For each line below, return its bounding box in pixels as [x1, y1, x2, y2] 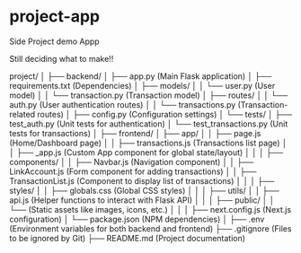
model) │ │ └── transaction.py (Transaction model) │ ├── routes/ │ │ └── [9, 90, 288, 100]
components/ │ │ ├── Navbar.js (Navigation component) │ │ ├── [9, 156, 254, 167]
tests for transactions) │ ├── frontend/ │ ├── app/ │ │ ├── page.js [9, 127, 261, 138]
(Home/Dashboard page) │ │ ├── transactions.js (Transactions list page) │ [9, 137, 288, 148]
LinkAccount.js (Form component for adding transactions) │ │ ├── [9, 166, 257, 177]
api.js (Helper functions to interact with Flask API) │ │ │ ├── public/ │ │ [9, 195, 275, 205]
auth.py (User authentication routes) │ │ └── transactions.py [9, 99, 236, 109]
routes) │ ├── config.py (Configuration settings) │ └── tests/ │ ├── [37, 109, 292, 119]
